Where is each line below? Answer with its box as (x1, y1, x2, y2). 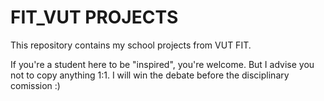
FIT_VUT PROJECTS (10, 6, 179, 29)
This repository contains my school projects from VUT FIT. (10, 39, 252, 51)
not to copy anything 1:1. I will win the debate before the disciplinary (10, 69, 290, 81)
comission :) (10, 79, 61, 91)
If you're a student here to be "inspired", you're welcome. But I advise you (10, 58, 315, 70)
